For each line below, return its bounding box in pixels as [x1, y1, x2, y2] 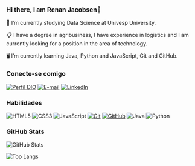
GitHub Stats [6, 127, 45, 136]
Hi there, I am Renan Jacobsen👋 [6, 5, 101, 14]
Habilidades [6, 98, 42, 107]
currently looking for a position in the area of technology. [6, 40, 148, 47]
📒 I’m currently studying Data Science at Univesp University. [6, 19, 156, 27]
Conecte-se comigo [6, 70, 66, 78]
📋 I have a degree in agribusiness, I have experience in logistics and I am [6, 32, 189, 39]
